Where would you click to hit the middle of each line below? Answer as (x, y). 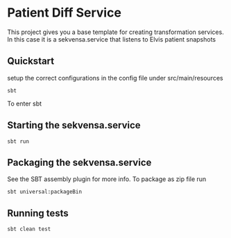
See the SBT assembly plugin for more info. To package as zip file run (107, 179)
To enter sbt (25, 103)
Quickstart (31, 61)
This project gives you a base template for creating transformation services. (115, 32)
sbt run (18, 141)
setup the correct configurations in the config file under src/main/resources (115, 78)
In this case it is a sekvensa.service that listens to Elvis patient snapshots (112, 39)
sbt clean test (29, 229)
